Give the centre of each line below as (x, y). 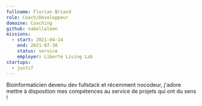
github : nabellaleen (32, 29)
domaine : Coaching (29, 23)
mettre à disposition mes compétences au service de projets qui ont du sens (101, 92)
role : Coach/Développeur (37, 17)
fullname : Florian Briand (39, 12)
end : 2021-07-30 (38, 46)
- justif (23, 68)
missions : (19, 34)
